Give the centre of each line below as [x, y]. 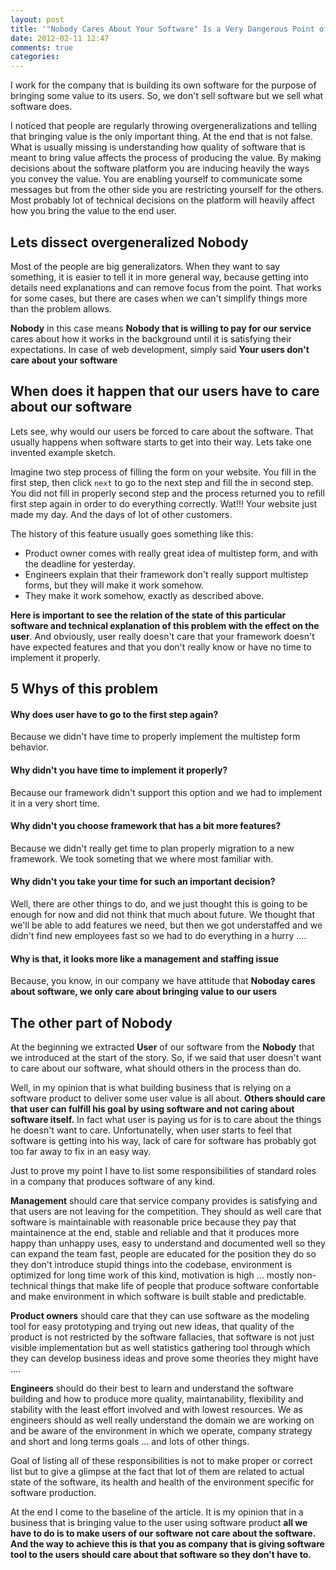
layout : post [37, 19]
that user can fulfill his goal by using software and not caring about [152, 1108]
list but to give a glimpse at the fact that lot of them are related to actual [157, 1471]
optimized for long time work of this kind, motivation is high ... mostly [152, 1275]
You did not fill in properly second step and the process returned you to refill [167, 493]
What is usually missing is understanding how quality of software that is [158, 147]
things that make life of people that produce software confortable [184, 1285]
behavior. [29, 747]
